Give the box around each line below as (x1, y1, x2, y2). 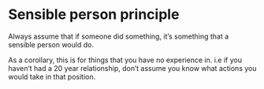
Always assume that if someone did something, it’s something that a (8, 32, 229, 41)
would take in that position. (8, 72, 96, 81)
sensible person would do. (8, 39, 95, 49)
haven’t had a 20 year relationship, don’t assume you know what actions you (8, 63, 257, 72)
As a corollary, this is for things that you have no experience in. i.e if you (8, 55, 243, 65)
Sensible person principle (8, 6, 180, 24)
